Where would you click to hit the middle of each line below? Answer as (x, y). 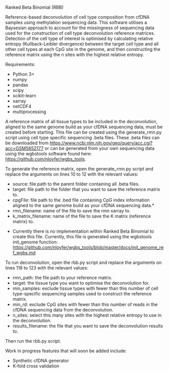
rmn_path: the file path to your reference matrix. (62, 278)
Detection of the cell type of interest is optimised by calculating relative (79, 38)
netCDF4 (22, 106)
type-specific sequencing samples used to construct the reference (82, 294)
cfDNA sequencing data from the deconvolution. (63, 310)
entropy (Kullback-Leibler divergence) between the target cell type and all (82, 44)
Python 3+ (23, 74)
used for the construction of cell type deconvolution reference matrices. (80, 33)
